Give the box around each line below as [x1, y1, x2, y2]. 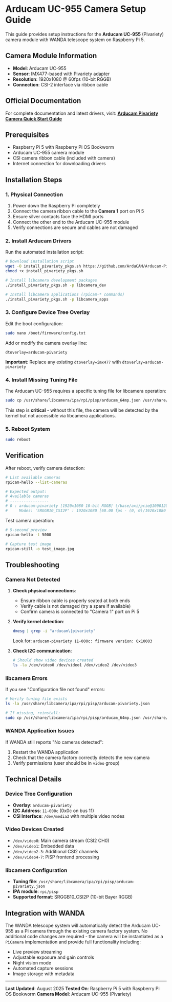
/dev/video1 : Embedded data [12, 842, 74, 849]
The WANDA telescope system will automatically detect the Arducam [5, 922, 151, 928]
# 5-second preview [5, 527, 47, 533]
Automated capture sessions [12, 965, 74, 971]
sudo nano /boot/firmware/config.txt [5, 330, 86, 336]
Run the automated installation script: [5, 249, 84, 255]
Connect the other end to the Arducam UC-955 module [12, 219, 130, 225]
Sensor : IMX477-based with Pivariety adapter [12, 71, 110, 77]
